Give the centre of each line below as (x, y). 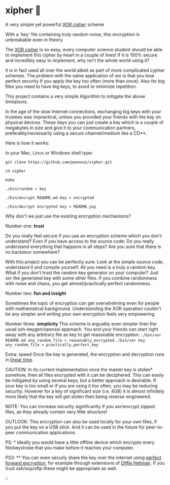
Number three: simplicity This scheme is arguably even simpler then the (81, 324)
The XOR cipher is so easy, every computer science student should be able (84, 49)
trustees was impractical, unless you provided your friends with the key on (83, 117)
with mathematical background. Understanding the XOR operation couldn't (83, 308)
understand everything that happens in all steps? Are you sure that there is (83, 247)
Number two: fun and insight (36, 293)
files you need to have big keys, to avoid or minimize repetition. (71, 86)
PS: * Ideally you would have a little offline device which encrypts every (80, 442)
